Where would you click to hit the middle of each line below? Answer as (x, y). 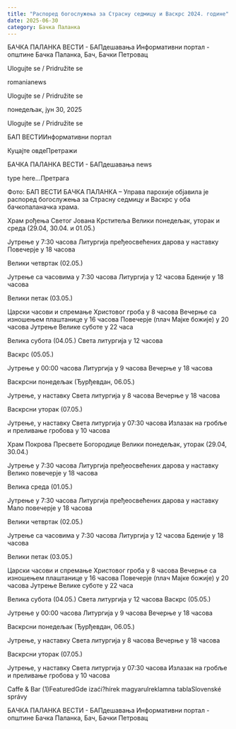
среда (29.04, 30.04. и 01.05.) (51, 228)
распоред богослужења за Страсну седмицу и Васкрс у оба (99, 200)
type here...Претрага (38, 179)
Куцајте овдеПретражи (42, 151)
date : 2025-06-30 (33, 21)
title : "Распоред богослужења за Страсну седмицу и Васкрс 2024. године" (118, 14)
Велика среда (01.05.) (40, 487)
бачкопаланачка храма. (43, 207)
